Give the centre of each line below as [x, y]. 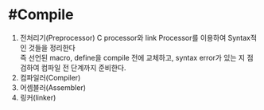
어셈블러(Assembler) [52, 87]
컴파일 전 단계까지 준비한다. [83, 67]
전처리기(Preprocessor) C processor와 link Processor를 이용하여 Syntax [135, 37]
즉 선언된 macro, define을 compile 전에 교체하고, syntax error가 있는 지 [132, 57]
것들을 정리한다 [52, 47]
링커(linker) [38, 97]
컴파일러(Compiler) [50, 77]
